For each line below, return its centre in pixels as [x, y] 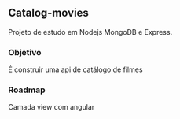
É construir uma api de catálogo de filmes [75, 69]
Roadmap [27, 90]
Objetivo [25, 52]
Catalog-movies [48, 13]
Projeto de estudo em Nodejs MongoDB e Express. [90, 32]
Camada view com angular [51, 107]
